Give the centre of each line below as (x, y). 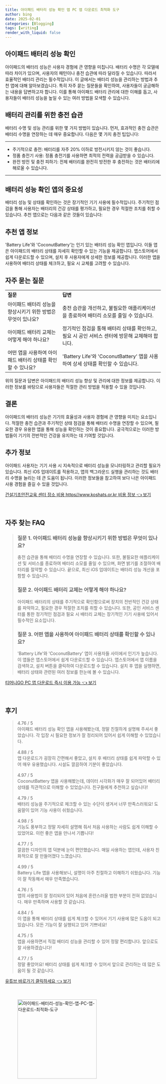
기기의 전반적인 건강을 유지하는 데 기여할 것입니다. (66, 435)
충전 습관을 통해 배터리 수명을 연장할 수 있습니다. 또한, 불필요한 (78, 557)
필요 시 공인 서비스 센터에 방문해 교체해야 (107, 336)
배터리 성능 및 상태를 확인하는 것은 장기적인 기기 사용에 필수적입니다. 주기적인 (80, 202)
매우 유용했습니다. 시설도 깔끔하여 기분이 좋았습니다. (73, 764)
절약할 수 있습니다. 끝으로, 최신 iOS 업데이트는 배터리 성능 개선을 (92, 570)
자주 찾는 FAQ (25, 523)
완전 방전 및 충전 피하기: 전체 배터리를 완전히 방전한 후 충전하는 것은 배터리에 (86, 162)
